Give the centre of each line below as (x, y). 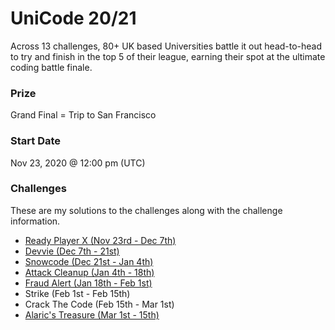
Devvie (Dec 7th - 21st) (72, 251)
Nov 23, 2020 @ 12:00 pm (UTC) (78, 163)
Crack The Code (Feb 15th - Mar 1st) (99, 304)
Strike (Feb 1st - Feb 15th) (77, 293)
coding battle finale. (51, 67)
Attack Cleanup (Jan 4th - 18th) (89, 272)
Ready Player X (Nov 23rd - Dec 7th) (100, 240)
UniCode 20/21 (73, 18)
